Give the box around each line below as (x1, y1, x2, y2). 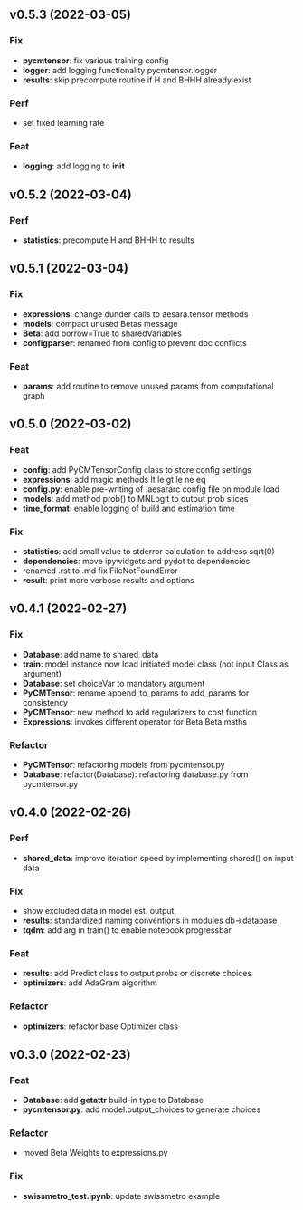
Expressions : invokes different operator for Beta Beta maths (22, 715, 247, 727)
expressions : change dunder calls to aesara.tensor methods (22, 308, 249, 320)
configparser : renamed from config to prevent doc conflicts (22, 337, 247, 348)
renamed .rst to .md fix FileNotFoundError (22, 565, 178, 576)
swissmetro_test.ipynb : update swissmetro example (22, 1190, 221, 1201)
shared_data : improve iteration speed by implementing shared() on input (22, 852, 294, 863)
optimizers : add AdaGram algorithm (22, 977, 158, 988)
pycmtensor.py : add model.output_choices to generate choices (22, 1104, 261, 1115)
